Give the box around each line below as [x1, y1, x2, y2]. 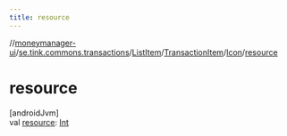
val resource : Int [9, 116, 70, 127]
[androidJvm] [9, 108, 60, 118]
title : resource [9, 12, 70, 22]
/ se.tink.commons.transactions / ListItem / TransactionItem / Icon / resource [15, 46, 279, 58]
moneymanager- [14, 37, 76, 48]
